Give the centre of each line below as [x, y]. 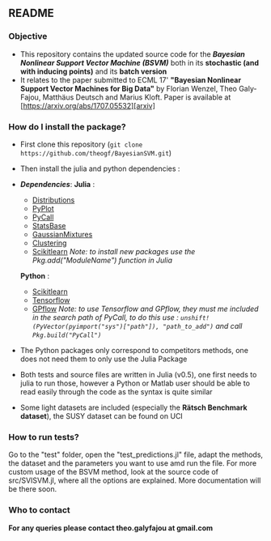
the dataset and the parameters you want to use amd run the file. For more [133, 463]
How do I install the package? [68, 126]
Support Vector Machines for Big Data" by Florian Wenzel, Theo [128, 88]
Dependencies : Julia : [57, 184]
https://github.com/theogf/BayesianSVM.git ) [96, 152]
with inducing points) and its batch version [93, 71]
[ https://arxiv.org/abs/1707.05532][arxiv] [88, 105]
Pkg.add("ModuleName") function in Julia [102, 260]
